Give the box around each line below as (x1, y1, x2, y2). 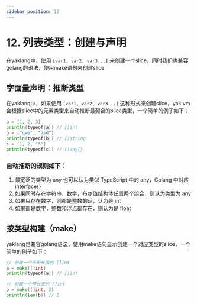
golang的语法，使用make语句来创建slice (6, 64, 105, 71)
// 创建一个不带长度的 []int (6, 260, 70, 266)
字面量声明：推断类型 (6, 83, 84, 93)
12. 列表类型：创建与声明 (6, 36, 127, 49)
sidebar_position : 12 (6, 8, 60, 15)
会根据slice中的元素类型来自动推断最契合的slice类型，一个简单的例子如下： (6, 107, 189, 114)
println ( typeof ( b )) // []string (6, 135, 86, 141)
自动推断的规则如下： (6, 161, 67, 170)
